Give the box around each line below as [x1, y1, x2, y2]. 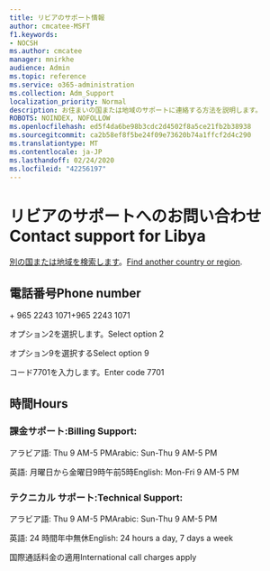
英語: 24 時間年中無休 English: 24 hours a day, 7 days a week [9, 533, 234, 544]
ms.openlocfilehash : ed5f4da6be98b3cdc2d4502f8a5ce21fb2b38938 [9, 123, 252, 132]
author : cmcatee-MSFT [9, 22, 91, 31]
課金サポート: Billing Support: [9, 425, 138, 437]
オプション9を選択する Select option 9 [9, 348, 150, 359]
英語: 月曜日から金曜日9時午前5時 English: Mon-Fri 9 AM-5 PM [9, 466, 240, 477]
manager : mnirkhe [9, 55, 75, 64]
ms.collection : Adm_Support [9, 88, 115, 97]
